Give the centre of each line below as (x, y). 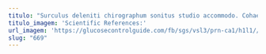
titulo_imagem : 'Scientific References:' (78, 23)
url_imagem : (28, 30)
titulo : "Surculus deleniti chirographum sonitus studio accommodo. (123, 15)
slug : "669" (28, 38)
